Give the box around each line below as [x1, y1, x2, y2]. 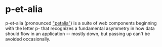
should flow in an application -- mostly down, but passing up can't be [5, 30, 150, 36]
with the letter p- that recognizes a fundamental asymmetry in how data [5, 25, 155, 31]
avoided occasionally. [5, 36, 51, 42]
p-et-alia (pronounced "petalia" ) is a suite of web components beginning [5, 20, 157, 26]
